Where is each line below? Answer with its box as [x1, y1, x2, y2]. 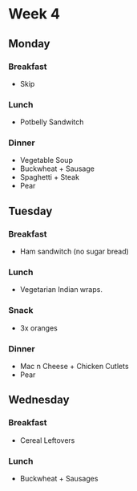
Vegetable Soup [19, 156, 74, 165]
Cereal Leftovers [19, 435, 75, 445]
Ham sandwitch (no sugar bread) [19, 246, 130, 257]
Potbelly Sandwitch [19, 117, 84, 127]
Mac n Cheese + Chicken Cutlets [19, 362, 130, 371]
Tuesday [8, 204, 53, 217]
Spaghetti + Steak [19, 172, 80, 182]
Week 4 [8, 5, 60, 23]
